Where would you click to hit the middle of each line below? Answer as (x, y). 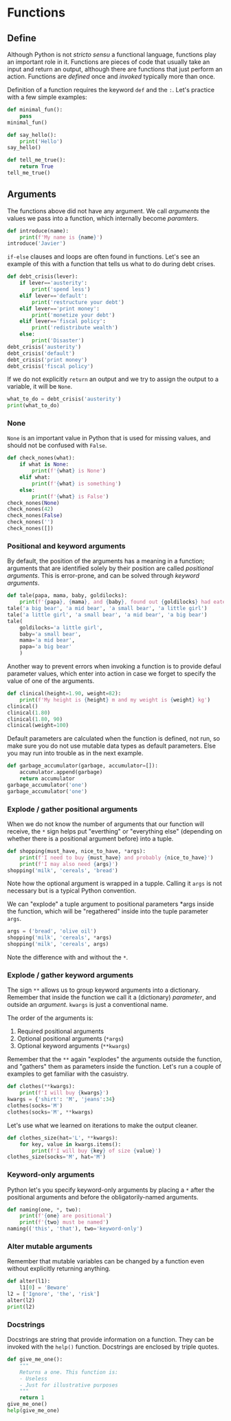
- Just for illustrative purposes (69, 1385)
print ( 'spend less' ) (61, 290)
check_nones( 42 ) (30, 509)
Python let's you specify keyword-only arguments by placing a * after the (111, 1190)
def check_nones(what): (41, 458)
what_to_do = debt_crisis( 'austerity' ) (64, 399)
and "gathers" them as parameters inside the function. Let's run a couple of (114, 1067)
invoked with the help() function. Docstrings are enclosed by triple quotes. (113, 1347)
